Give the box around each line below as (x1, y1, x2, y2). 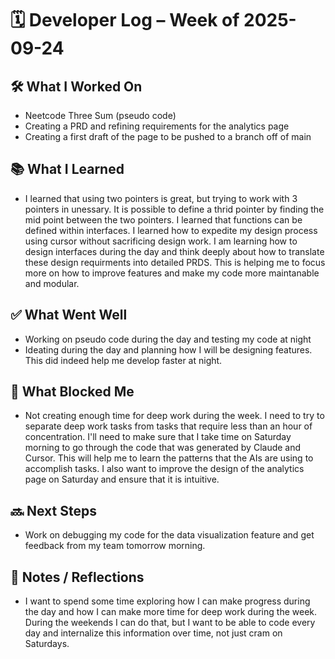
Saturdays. (24, 638, 70, 650)
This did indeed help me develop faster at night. (24, 354, 223, 366)
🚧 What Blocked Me (10, 383, 135, 401)
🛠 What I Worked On (10, 78, 143, 95)
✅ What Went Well (10, 307, 128, 324)
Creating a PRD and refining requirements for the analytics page (24, 120, 290, 132)
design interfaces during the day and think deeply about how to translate (24, 245, 325, 257)
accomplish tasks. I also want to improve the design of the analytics (24, 463, 305, 475)
